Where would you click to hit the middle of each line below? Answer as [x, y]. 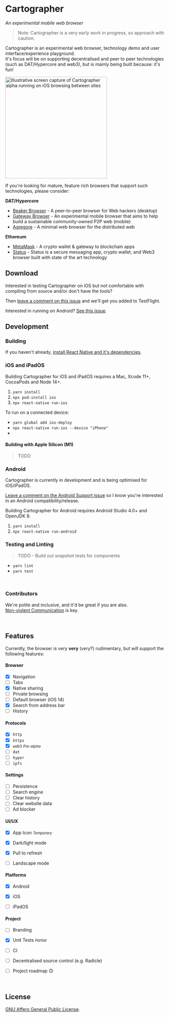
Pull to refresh [27, 853]
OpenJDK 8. [18, 516]
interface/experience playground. [40, 53]
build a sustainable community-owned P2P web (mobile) [72, 221]
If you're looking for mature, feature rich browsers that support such [77, 186]
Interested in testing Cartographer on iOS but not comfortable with [75, 286]
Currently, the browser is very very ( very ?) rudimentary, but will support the [84, 648]
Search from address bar [39, 705]
